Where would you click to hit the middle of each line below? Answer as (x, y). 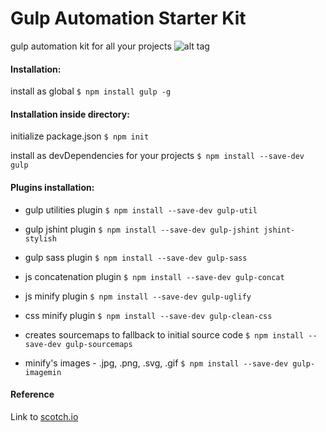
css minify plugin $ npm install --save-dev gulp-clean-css (148, 315)
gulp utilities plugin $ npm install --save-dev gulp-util (141, 209)
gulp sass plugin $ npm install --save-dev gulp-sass (136, 257)
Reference (32, 394)
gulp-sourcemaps (99, 344)
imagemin (43, 372)
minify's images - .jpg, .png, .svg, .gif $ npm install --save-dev (156, 363)
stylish (40, 238)
